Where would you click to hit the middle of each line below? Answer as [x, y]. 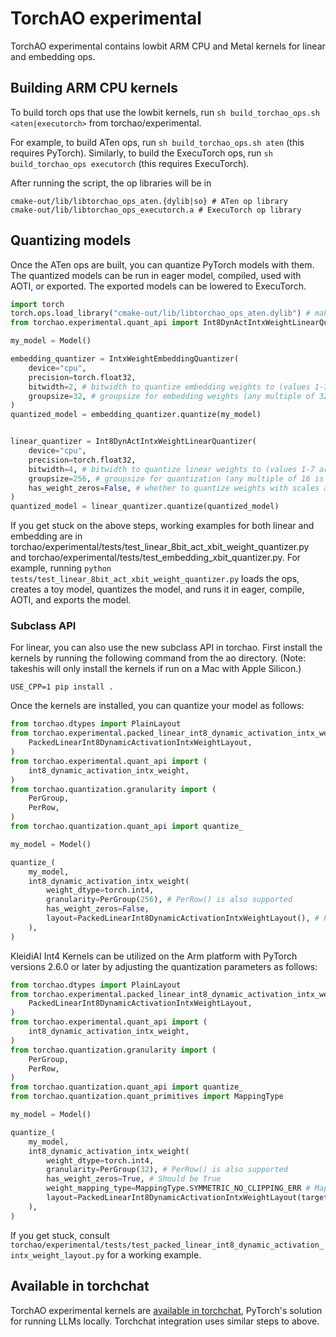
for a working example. [154, 1254]
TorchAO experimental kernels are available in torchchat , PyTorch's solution [166, 1310]
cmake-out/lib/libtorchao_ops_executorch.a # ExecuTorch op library [156, 210]
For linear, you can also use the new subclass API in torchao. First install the [166, 648]
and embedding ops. [53, 56]
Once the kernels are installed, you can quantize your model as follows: [157, 706]
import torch [37, 304]
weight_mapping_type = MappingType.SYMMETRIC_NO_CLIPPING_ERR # [178, 1188]
